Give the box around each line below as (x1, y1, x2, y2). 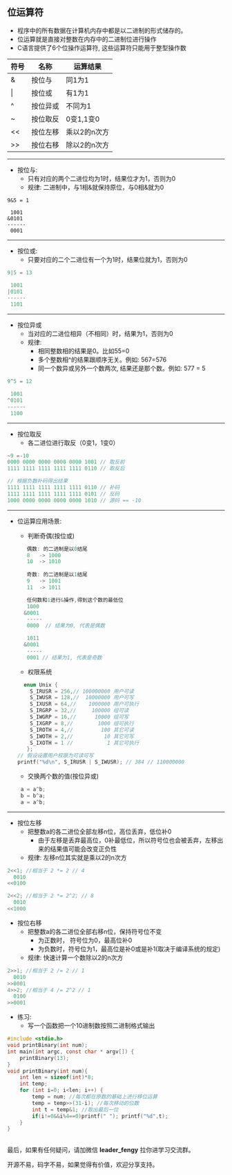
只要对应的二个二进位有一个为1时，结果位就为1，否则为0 (27, 255, 188, 263)
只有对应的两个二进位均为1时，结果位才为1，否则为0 (27, 174, 176, 182)
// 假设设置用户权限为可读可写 (17, 752, 94, 759)
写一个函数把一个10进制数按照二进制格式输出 (27, 1021, 155, 1030)
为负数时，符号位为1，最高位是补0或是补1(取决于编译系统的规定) (37, 944, 221, 953)
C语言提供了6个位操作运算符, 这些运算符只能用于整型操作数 (17, 44, 186, 52)
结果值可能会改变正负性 (50, 845, 117, 853)
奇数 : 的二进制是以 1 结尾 (26, 571, 88, 578)
